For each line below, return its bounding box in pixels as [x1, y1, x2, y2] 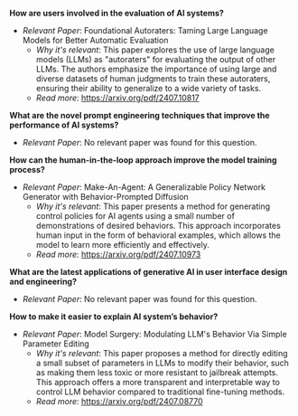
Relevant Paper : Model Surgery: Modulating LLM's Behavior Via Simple [22, 329, 287, 339]
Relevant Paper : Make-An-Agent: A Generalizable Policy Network [22, 182, 266, 193]
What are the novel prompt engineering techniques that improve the [9, 110, 270, 120]
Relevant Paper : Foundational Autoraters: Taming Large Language [22, 25, 268, 35]
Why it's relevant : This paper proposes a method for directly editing [35, 348, 288, 358]
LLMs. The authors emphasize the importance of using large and [35, 63, 277, 74]
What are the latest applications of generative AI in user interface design [9, 267, 288, 277]
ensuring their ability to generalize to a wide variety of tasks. [35, 83, 262, 93]
